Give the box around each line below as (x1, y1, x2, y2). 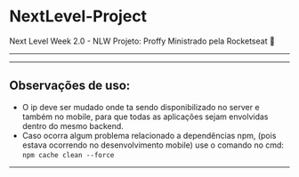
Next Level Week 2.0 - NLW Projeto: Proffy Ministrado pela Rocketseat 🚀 (9, 36, 276, 46)
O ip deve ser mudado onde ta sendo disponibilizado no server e (21, 101, 260, 112)
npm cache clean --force (21, 150, 115, 159)
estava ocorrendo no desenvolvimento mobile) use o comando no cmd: (21, 140, 285, 150)
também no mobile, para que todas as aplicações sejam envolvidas (21, 111, 269, 122)
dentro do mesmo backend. (21, 120, 125, 131)
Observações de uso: (9, 78, 131, 93)
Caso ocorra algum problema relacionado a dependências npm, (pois (21, 130, 277, 141)
